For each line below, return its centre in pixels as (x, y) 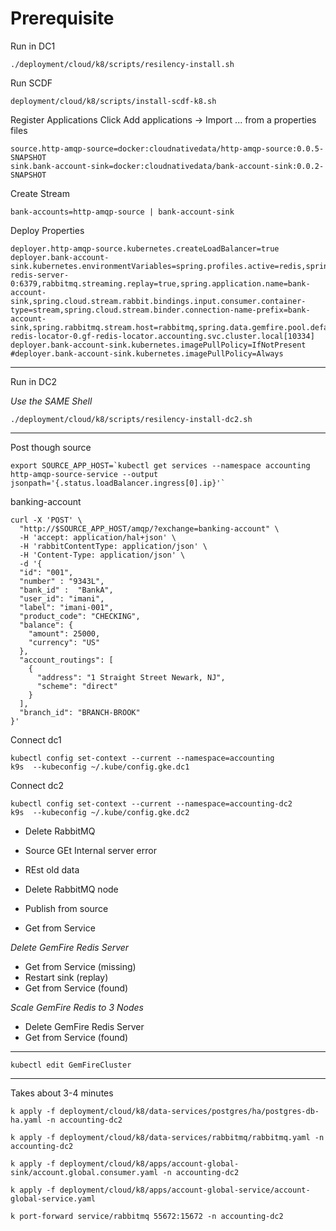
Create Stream (40, 193)
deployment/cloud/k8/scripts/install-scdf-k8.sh (113, 101)
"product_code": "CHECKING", (80, 616)
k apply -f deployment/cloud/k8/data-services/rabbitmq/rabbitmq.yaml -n (167, 1137)
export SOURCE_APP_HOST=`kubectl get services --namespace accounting (160, 465)
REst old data (52, 869)
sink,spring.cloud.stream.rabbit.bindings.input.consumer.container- (158, 301)
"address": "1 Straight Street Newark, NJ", (131, 677)
